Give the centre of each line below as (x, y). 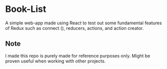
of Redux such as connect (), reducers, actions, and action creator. (75, 28)
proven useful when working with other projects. (56, 61)
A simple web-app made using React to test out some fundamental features (83, 23)
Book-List (26, 9)
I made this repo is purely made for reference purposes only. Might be (78, 56)
